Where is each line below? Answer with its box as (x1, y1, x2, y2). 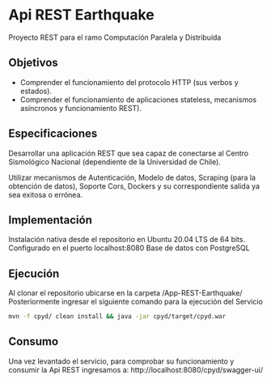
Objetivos (8, 56, 58, 70)
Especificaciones (8, 127, 98, 141)
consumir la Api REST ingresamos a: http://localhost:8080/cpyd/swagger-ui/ (8, 364, 264, 374)
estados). (19, 86, 53, 96)
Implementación (8, 213, 93, 227)
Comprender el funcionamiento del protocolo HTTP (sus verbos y (19, 77, 239, 87)
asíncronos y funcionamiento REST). (19, 103, 142, 113)
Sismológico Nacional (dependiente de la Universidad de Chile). (8, 156, 221, 167)
